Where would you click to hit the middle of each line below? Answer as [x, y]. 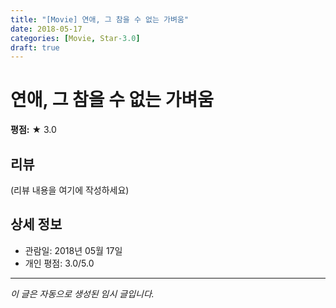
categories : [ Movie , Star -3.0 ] [75, 38]
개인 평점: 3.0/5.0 [59, 263]
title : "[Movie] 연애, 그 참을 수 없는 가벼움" [100, 19]
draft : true [35, 47]
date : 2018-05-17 [46, 29]
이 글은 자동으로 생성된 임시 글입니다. [82, 293]
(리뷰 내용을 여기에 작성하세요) [70, 190]
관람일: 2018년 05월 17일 [73, 250]
